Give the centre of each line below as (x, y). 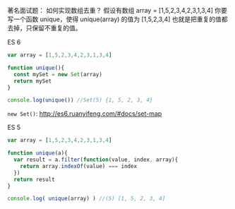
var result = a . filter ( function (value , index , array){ (96, 160)
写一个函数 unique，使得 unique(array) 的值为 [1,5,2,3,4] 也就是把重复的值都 (117, 19)
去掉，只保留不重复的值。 (44, 28)
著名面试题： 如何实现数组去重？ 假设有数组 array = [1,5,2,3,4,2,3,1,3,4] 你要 (117, 10)
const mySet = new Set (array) (58, 74)
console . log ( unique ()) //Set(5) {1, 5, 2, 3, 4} (80, 100)
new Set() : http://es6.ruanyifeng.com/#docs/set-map (85, 114)
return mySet (33, 81)
